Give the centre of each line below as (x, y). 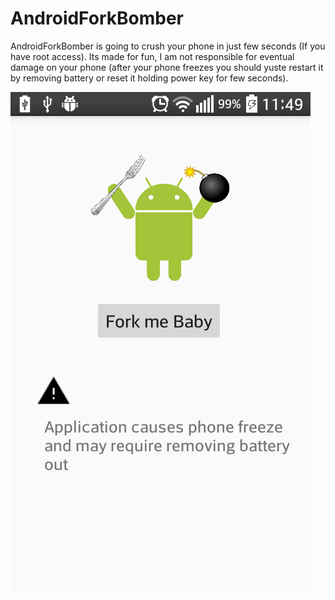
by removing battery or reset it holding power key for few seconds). (149, 78)
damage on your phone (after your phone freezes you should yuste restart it (167, 67)
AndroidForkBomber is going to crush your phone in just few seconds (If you (168, 46)
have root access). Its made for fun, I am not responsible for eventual (152, 56)
